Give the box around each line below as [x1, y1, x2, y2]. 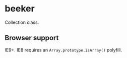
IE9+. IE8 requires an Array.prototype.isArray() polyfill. [5, 47, 122, 53]
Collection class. [5, 19, 39, 25]
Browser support [5, 34, 59, 42]
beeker [5, 3, 35, 14]
